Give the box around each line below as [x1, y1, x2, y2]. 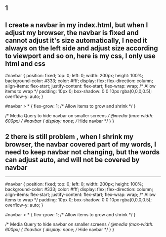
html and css [5, 59, 45, 68]
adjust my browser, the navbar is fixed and [5, 28, 139, 37]
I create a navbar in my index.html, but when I [5, 21, 148, 29]
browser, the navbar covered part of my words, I [5, 140, 157, 148]
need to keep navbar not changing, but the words [5, 148, 160, 156]
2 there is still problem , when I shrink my [5, 132, 134, 141]
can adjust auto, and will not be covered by [5, 155, 140, 164]
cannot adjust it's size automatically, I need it [5, 36, 147, 45]
